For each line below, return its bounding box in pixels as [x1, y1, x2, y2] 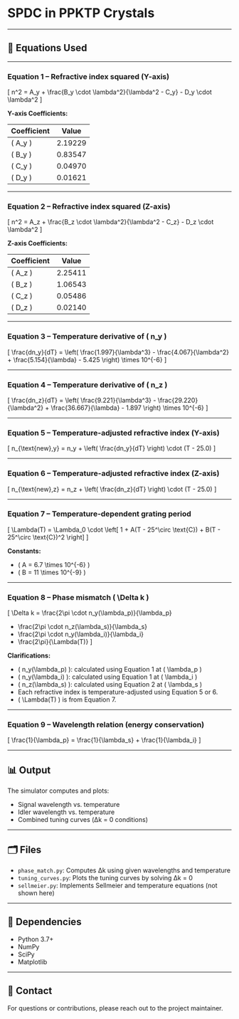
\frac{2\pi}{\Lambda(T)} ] [17, 638, 92, 646]
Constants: [7, 547, 41, 555]
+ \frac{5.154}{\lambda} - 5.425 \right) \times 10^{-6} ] [7, 355, 167, 364]
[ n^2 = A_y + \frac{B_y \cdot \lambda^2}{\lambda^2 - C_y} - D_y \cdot [7, 88, 212, 97]
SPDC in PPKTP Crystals [7, 5, 155, 21]
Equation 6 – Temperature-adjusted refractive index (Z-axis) [7, 468, 220, 478]
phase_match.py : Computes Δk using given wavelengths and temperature [17, 866, 231, 875]
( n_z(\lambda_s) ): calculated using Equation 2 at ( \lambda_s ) [17, 680, 203, 689]
